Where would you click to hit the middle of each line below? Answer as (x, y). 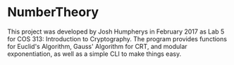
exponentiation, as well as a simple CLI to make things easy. (94, 54)
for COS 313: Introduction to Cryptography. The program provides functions (117, 38)
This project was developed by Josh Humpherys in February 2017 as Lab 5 (116, 31)
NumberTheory (53, 12)
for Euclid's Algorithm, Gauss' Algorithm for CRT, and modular (98, 46)
